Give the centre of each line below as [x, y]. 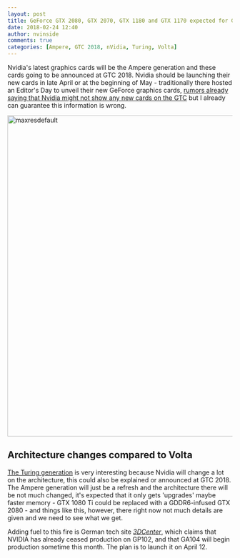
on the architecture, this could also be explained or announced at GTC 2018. [119, 480]
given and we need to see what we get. [65, 517]
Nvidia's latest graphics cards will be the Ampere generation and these [112, 67]
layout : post [27, 14]
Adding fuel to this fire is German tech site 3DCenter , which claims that [112, 532]
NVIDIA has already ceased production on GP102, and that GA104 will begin [119, 539]
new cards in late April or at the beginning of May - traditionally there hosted [120, 82]
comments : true [30, 41]
